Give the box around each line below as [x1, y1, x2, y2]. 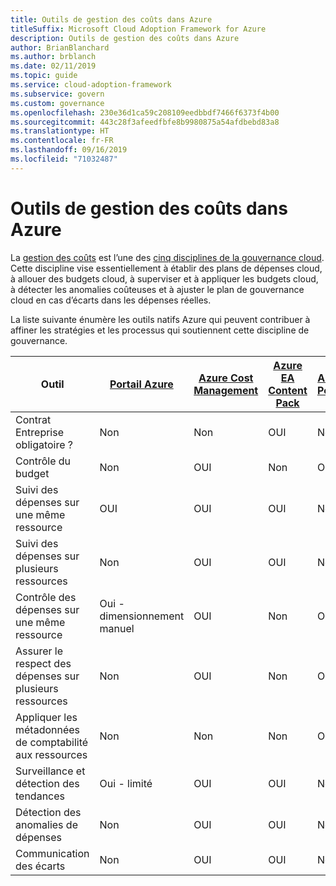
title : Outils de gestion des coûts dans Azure [10, 14, 213, 25]
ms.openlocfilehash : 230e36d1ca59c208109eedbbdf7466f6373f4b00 [10, 107, 280, 118]
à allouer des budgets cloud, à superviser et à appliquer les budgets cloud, [10, 272, 319, 285]
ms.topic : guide [10, 71, 78, 81]
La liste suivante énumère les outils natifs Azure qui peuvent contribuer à [10, 313, 311, 325]
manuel [99, 621, 135, 635]
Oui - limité [99, 776, 153, 790]
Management [193, 383, 259, 397]
